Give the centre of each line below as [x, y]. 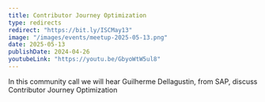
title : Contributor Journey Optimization [78, 15]
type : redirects [35, 23]
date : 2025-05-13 [37, 45]
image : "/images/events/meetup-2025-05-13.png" [88, 37]
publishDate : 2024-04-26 [49, 52]
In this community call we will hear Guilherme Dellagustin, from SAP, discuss [133, 81]
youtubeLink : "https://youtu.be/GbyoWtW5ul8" [84, 60]
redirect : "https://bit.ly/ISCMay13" [70, 30]
